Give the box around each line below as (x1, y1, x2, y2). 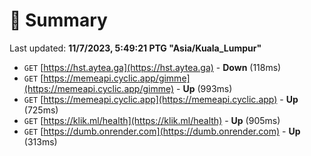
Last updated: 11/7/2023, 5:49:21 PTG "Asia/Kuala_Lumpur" (9, 42, 262, 54)
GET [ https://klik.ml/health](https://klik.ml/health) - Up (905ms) (23, 114, 281, 126)
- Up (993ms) (176, 82, 233, 94)
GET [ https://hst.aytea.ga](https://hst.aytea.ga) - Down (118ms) (23, 61, 282, 73)
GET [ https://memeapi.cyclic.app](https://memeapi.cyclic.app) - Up (23, 93, 299, 105)
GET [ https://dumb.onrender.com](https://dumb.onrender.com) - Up (23, 125, 301, 137)
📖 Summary (9, 9, 108, 32)
